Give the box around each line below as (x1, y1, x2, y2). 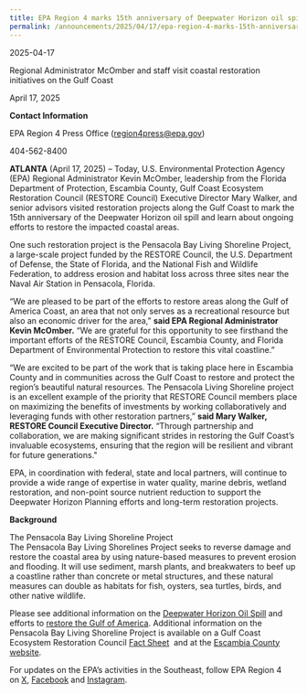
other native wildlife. (9, 590, 86, 601)
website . (9, 646, 42, 657)
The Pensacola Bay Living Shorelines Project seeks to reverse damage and (9, 541, 291, 552)
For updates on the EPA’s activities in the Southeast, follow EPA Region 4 (9, 664, 282, 675)
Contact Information (9, 110, 89, 121)
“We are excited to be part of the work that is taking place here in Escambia (9, 362, 294, 373)
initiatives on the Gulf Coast (9, 74, 114, 85)
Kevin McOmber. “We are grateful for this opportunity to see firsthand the (9, 325, 289, 336)
